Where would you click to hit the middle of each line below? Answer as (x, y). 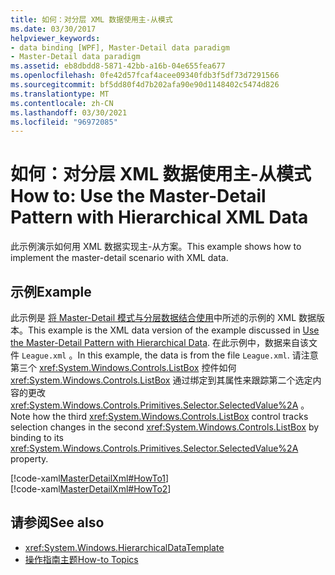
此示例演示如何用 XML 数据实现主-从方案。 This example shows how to (156, 247)
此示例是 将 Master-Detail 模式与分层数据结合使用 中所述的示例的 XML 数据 (163, 317)
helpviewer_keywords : (55, 38)
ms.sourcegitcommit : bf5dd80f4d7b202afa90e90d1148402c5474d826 (145, 85)
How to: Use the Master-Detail (138, 196)
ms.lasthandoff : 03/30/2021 (69, 112)
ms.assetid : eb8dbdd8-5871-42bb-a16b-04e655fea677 (118, 66)
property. (29, 459)
